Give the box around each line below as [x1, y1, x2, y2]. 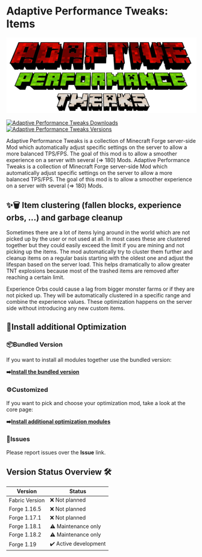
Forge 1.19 [8, 541, 37, 548]
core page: [6, 406, 33, 413]
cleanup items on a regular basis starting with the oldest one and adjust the [6, 254, 194, 262]
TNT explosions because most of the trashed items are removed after [6, 267, 179, 274]
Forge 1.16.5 [8, 505, 42, 513]
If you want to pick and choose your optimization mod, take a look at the [6, 399, 186, 406]
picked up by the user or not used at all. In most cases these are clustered [6, 235, 191, 242]
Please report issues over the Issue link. [6, 448, 106, 456]
